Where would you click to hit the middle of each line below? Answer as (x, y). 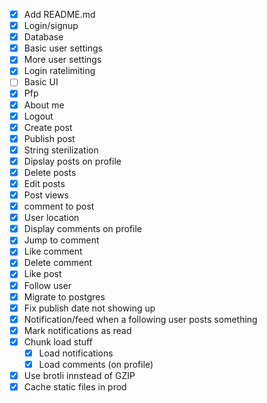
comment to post (59, 206)
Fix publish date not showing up (89, 308)
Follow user (47, 285)
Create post (48, 127)
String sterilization (61, 150)
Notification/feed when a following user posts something (140, 319)
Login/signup (51, 26)
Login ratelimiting (59, 71)
